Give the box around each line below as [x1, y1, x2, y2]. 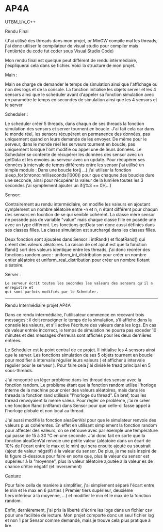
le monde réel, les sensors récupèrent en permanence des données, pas [5, 131, 150, 137]
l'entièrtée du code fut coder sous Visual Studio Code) [5, 48, 114, 54]
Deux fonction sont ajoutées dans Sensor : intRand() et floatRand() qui [5, 236, 146, 242]
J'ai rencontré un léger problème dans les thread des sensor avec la [5, 376, 142, 383]
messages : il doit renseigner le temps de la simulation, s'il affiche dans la [5, 317, 152, 323]
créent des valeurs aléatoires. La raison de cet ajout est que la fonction [5, 241, 147, 247]
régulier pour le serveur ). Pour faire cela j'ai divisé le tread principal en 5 [5, 362, 151, 368]
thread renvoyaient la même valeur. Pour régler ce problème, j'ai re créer [5, 397, 150, 403]
